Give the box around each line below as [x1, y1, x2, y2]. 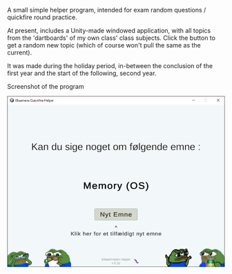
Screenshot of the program [7, 83, 84, 90]
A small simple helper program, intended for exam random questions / [7, 6, 206, 14]
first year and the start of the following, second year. [7, 69, 157, 77]
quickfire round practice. [7, 13, 77, 21]
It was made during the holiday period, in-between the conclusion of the [7, 62, 213, 70]
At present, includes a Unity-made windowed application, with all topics [7, 27, 211, 34]
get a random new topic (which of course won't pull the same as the [7, 41, 202, 49]
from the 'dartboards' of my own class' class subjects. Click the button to [7, 34, 216, 42]
